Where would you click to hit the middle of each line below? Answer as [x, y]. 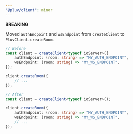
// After [14, 94]
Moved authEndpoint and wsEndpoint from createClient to [65, 34]
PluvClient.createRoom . [30, 39]
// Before [16, 48]
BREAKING [17, 24]
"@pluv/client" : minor [29, 10]
